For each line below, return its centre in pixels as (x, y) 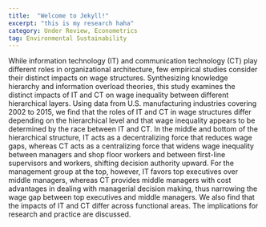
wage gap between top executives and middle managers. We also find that (131, 197)
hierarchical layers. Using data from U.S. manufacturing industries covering (133, 103)
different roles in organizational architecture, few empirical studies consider (133, 70)
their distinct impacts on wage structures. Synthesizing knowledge (118, 78)
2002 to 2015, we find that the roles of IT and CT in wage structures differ (130, 112)
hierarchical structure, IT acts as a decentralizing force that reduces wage (130, 138)
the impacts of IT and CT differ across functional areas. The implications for (133, 206)
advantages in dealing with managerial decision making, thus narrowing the (133, 188)
